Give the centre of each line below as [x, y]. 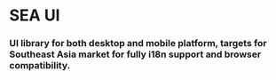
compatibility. [40, 66]
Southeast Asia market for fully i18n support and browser [135, 54]
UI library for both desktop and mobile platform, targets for [138, 44]
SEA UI [35, 16]
